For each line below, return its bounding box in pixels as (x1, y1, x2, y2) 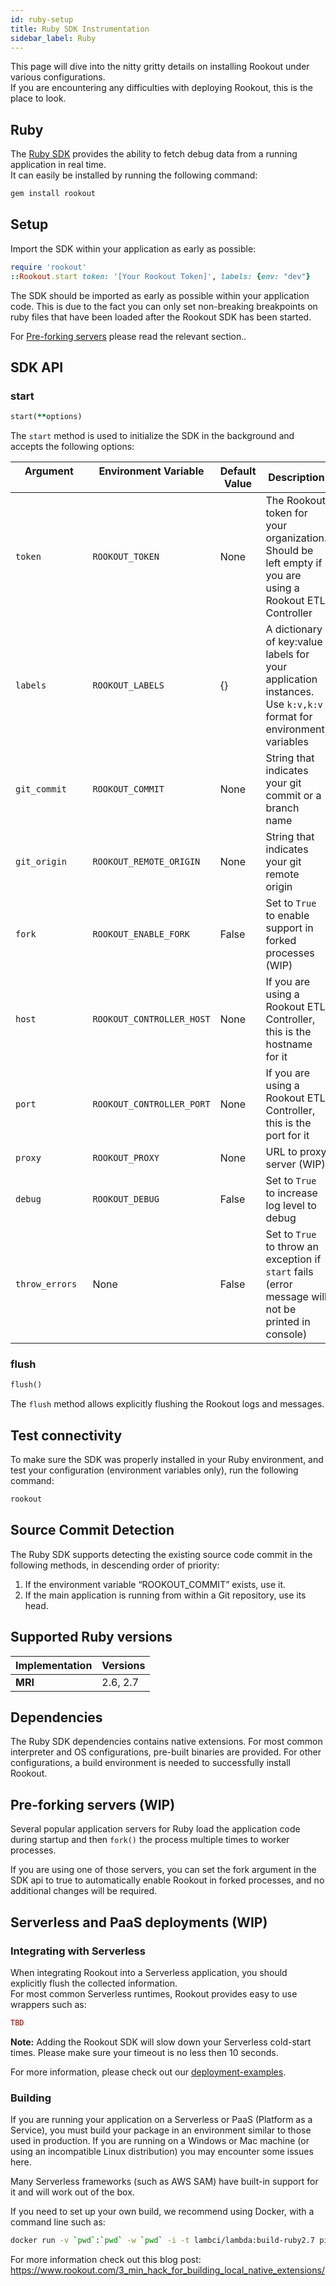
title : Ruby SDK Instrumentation (10, 24, 150, 34)
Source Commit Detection (10, 1522, 175, 1539)
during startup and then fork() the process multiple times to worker (10, 1834, 290, 1846)
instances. (265, 685, 315, 699)
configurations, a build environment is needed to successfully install (10, 1757, 291, 1769)
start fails (265, 1265, 314, 1279)
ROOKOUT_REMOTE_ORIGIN (92, 856, 201, 868)
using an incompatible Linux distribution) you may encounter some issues (10, 2146, 314, 2158)
